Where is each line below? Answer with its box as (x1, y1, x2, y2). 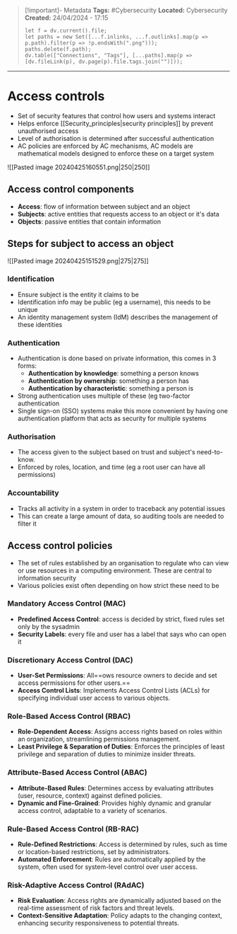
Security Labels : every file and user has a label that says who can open (17, 630, 227, 638)
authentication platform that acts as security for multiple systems (17, 414, 207, 423)
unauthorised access (17, 127, 79, 135)
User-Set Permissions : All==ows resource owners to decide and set (17, 671, 217, 680)
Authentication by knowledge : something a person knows (28, 369, 200, 378)
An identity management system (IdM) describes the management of (17, 313, 219, 321)
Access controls (7, 88, 105, 105)
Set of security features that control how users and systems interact (17, 111, 216, 120)
